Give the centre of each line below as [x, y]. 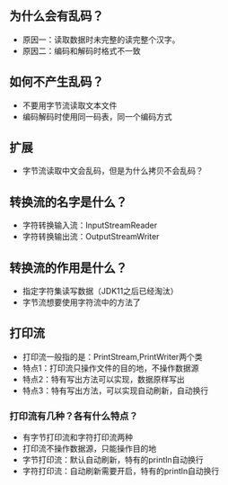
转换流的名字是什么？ [68, 202]
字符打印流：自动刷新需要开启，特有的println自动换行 [121, 472]
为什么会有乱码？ [57, 16]
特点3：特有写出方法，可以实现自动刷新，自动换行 [115, 391]
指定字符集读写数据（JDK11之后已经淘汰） [100, 292]
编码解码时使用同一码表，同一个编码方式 [97, 116]
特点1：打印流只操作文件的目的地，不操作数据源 [110, 368]
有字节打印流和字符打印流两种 [77, 437]
